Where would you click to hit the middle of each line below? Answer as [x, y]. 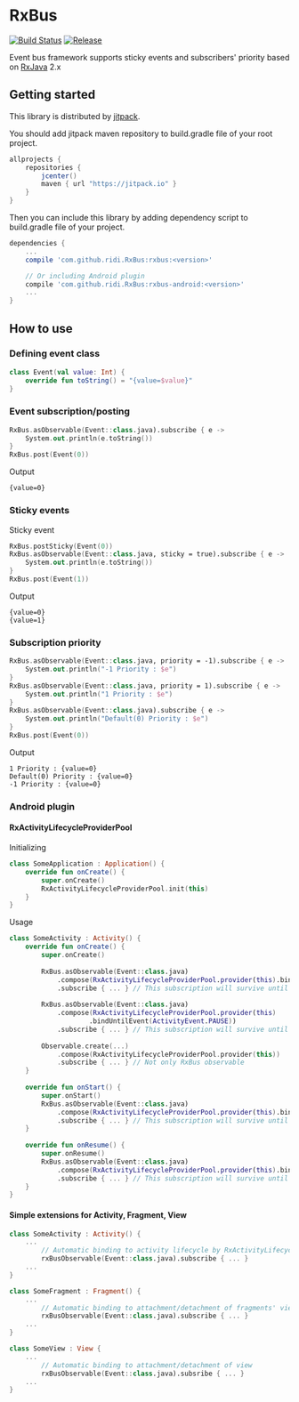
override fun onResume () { [75, 1145]
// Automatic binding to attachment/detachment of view [147, 1365]
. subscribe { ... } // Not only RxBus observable [150, 1063]
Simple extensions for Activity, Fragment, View [98, 1214]
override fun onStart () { [73, 1088]
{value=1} [28, 620]
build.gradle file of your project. [67, 227]
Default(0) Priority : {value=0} [71, 776]
